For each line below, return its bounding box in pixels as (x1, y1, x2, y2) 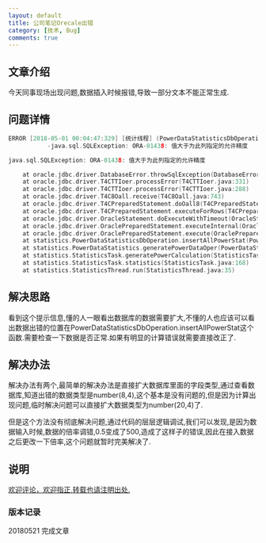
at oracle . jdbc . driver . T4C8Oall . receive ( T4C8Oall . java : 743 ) (22, 193, 225, 201)
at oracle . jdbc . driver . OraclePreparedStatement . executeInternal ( (22, 222, 243, 230)
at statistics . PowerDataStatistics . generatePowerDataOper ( (22, 244, 222, 252)
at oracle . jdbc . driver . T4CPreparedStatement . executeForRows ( (22, 207, 228, 215)
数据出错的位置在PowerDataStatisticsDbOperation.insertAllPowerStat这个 (14, 323, 254, 332)
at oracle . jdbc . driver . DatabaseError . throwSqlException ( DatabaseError (22, 170, 260, 178)
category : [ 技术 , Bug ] (8, 26, 81, 34)
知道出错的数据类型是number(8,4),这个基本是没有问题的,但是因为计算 (24, 390, 249, 400)
